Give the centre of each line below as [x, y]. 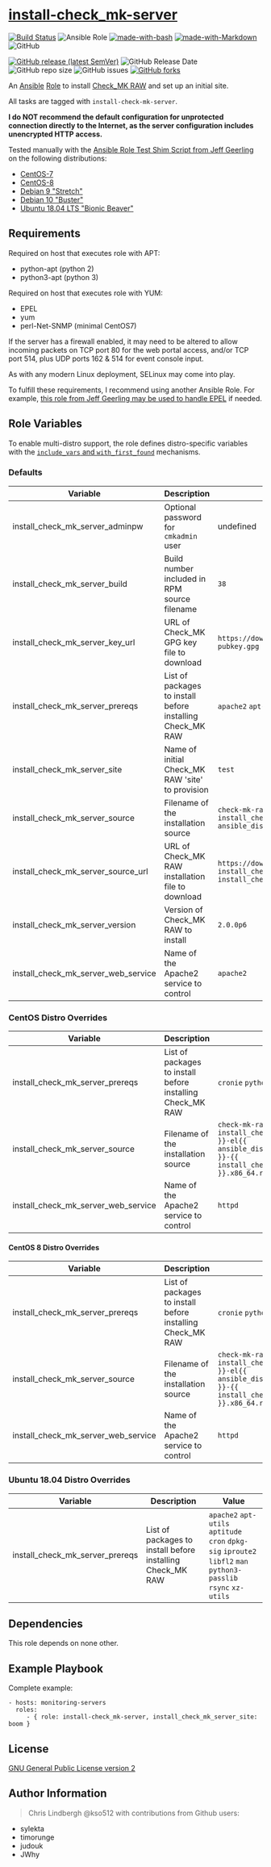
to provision [186, 789]
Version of [183, 910]
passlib [223, 1578]
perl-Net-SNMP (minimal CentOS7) [78, 325]
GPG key [181, 642]
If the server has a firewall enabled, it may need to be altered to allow [123, 341]
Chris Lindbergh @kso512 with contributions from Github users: [133, 1813]
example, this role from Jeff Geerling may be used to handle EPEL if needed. [135, 398]
